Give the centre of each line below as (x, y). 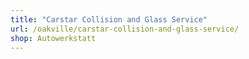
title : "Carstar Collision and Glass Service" (109, 19)
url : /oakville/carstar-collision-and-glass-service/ (125, 29)
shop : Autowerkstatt (53, 38)
